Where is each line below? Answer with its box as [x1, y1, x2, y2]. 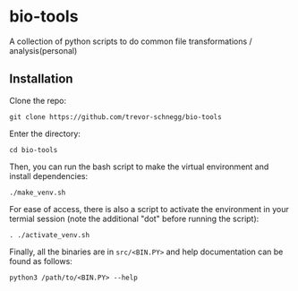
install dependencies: [9, 170, 88, 181]
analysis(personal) [9, 45, 78, 56]
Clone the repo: [9, 95, 67, 106]
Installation [9, 72, 73, 87]
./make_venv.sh [9, 188, 66, 197]
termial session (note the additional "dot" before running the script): [9, 213, 260, 224]
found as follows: [9, 255, 73, 266]
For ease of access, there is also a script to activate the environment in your [9, 203, 289, 214]
